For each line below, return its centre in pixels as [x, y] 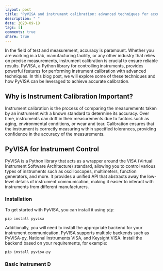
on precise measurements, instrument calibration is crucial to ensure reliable [81, 61]
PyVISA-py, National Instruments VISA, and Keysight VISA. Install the [73, 238]
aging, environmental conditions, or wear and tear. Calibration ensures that [80, 124]
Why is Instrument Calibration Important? [69, 97]
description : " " [23, 18]
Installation [19, 199]
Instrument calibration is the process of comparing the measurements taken [81, 108]
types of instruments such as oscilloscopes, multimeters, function [71, 171]
